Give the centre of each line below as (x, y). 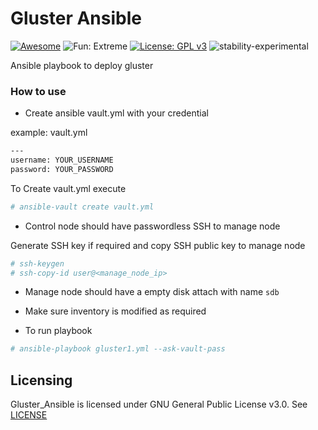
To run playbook (58, 331)
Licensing (41, 380)
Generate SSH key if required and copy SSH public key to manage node (158, 245)
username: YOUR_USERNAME (62, 160)
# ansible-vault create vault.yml (82, 207)
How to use (38, 91)
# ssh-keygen (37, 263)
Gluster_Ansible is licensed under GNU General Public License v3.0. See (159, 404)
